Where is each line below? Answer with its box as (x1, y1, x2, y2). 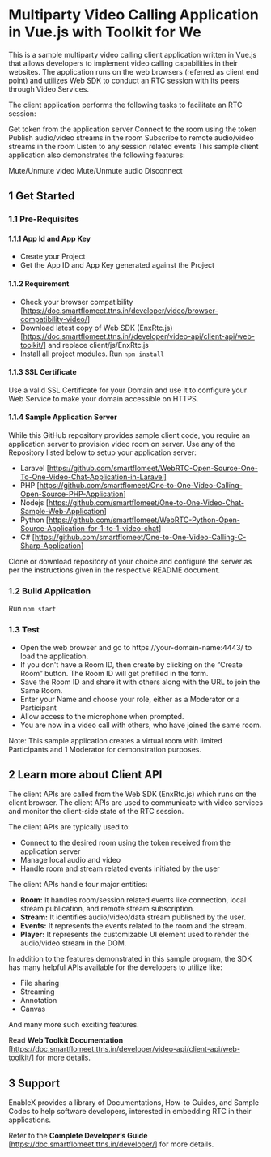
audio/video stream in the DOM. (19, 938, 127, 948)
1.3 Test (8, 624, 40, 636)
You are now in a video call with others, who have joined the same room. (19, 720, 262, 730)
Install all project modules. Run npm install (19, 349, 164, 358)
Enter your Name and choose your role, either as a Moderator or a (19, 694, 240, 704)
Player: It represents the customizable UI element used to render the (19, 930, 249, 940)
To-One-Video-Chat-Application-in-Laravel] (19, 472, 167, 482)
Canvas (19, 1004, 46, 1014)
